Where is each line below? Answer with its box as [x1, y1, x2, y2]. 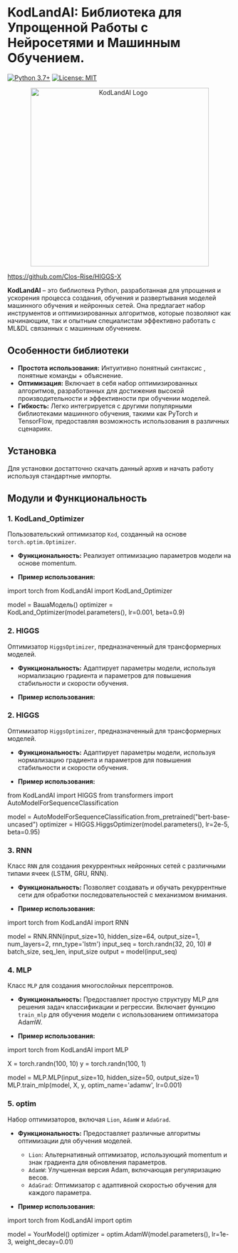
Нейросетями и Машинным [7, 35, 181, 51]
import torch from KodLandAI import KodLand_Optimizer [7, 586, 173, 595]
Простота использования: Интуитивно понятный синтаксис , [17, 364, 206, 372]
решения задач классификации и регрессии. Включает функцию [17, 1003, 216, 1012]
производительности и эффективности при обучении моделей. [17, 394, 211, 402]
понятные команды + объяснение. [17, 371, 123, 379]
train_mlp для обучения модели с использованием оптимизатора [17, 1010, 219, 1019]
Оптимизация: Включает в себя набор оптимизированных [17, 379, 198, 387]
